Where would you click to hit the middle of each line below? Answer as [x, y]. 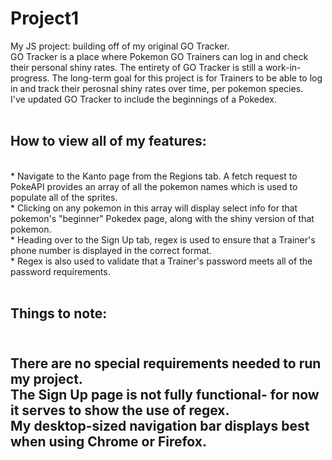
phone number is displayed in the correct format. [111, 250]
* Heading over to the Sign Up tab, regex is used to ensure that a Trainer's [163, 239]
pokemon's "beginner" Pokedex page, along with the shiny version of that [162, 218]
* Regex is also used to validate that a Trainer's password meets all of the [161, 261]
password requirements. [60, 271]
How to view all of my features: [108, 141]
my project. [46, 378]
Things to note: [59, 313]
